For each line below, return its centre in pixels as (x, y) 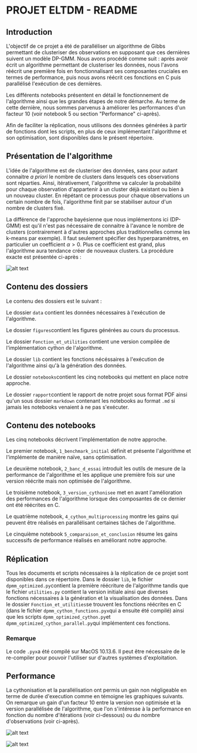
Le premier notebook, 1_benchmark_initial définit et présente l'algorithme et (98, 451)
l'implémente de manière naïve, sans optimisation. (67, 457)
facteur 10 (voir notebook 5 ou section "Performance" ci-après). (83, 114)
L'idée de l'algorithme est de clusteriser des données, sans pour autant (92, 170)
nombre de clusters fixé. (35, 208)
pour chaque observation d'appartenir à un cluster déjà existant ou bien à (95, 189)
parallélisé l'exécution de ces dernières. (54, 84)
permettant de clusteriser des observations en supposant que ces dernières (98, 52)
